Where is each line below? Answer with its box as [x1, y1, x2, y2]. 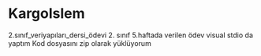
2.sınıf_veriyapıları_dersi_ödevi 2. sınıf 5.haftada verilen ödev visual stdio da [8, 30, 254, 40]
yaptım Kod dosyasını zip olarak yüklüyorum [8, 38, 151, 47]
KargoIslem [8, 5, 85, 23]
